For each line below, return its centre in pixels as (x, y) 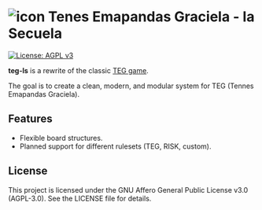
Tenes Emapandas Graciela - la (151, 17)
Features (30, 119)
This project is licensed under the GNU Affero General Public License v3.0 (128, 190)
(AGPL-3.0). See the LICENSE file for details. (80, 198)
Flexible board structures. (61, 138)
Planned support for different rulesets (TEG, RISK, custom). (115, 146)
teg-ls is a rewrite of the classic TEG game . (79, 70)
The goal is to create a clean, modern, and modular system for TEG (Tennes (131, 86)
